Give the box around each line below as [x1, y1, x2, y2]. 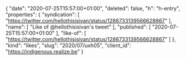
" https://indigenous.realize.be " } [5, 48, 84, 55]
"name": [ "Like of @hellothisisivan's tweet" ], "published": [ [5, 23, 151, 30]
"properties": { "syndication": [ [5, 11, 80, 18]
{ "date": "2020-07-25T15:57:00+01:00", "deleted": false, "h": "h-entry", [5, 5, 181, 12]
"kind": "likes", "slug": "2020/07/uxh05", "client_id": [5, 42, 132, 49]
